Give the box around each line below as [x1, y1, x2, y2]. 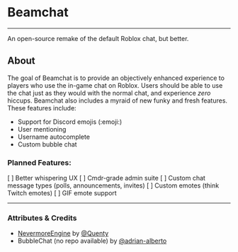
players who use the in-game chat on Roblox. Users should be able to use [7, 81, 223, 89]
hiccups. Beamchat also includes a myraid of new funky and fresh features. [7, 96, 228, 105]
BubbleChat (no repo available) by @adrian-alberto [17, 236, 167, 245]
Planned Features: [7, 157, 72, 167]
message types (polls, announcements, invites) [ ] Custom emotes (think [7, 181, 220, 190]
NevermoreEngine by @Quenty [17, 229, 109, 238]
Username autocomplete [17, 132, 91, 141]
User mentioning [17, 125, 67, 133]
